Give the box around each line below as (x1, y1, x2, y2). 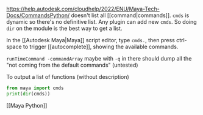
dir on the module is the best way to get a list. (6, 24, 123, 32)
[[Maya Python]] (6, 102, 48, 109)
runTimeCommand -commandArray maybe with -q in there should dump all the (6, 55, 192, 62)
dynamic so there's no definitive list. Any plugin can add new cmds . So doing (6, 18, 197, 25)
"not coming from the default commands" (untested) (6, 61, 138, 69)
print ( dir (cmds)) (6, 91, 51, 97)
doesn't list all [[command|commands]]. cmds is (71, 12, 190, 19)
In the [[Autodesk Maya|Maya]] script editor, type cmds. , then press (6, 37, 175, 43)
